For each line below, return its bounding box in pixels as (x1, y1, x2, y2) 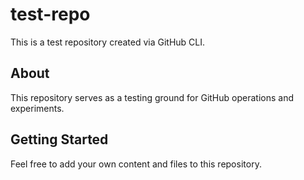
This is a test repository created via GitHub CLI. (10, 36, 206, 48)
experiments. (10, 102, 65, 114)
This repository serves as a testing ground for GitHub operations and (10, 91, 294, 103)
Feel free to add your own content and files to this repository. (10, 158, 262, 170)
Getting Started (10, 131, 109, 148)
